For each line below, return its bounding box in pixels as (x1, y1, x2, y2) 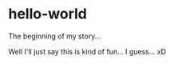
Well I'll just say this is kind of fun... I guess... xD (8, 46, 166, 56)
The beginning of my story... (8, 31, 101, 41)
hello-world (8, 5, 88, 23)
